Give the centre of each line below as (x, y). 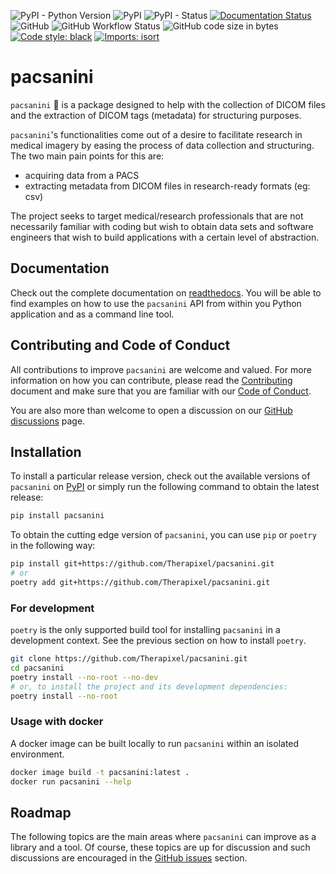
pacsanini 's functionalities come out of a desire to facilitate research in (156, 134)
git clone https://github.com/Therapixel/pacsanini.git (129, 659)
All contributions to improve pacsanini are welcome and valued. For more (161, 369)
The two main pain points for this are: (87, 156)
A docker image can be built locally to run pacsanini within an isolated (155, 743)
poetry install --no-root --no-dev (84, 677)
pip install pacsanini (57, 516)
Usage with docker (57, 722)
